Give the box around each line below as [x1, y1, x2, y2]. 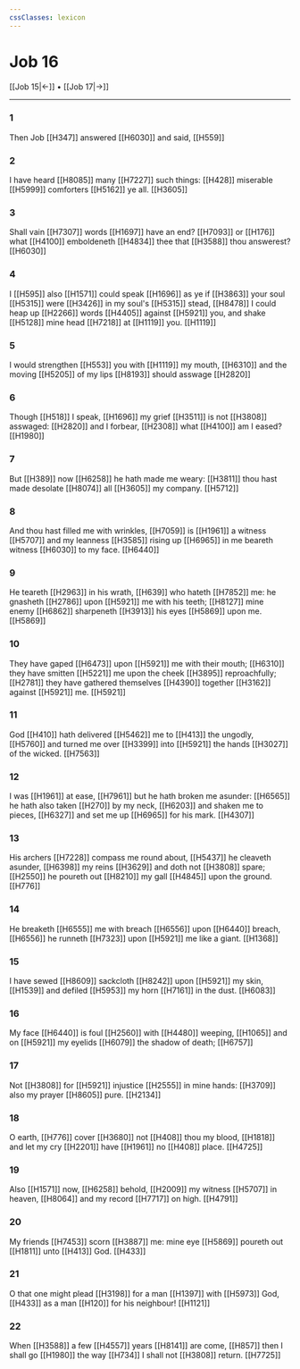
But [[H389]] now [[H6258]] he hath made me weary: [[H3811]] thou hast [9, 473, 278, 483]
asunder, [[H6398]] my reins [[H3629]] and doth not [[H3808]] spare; [9, 861, 266, 872]
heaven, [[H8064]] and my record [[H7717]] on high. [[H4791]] [9, 1194, 238, 1205]
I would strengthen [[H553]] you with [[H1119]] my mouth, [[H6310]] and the [9, 359, 287, 371]
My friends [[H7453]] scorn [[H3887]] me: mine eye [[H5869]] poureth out [9, 1236, 284, 1247]
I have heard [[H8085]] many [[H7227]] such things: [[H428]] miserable [9, 175, 274, 186]
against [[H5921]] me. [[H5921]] [9, 686, 127, 697]
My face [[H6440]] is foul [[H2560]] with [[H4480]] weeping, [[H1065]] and [9, 1028, 287, 1038]
